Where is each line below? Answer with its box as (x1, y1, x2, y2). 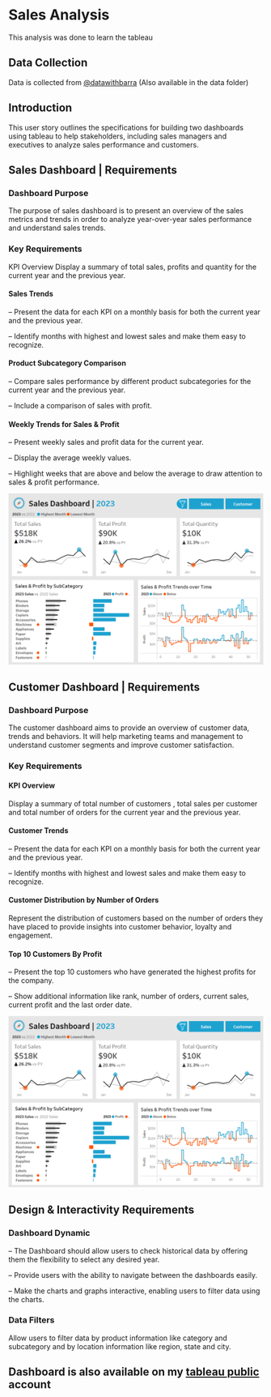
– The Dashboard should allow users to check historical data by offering (8, 1245, 248, 1255)
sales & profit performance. (8, 477, 100, 487)
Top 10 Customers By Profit (8, 949, 103, 959)
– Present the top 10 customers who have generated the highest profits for (8, 967, 256, 977)
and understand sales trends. (8, 223, 107, 233)
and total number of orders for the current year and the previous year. (8, 807, 241, 817)
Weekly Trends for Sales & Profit (8, 419, 120, 429)
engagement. (8, 930, 53, 941)
